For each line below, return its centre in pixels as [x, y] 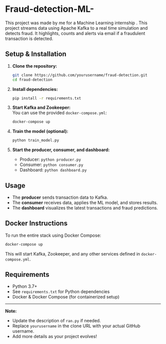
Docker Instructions [36, 223]
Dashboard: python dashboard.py [53, 170]
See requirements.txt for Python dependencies [61, 292]
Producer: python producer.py [50, 160]
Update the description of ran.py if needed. [57, 321]
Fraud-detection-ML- [50, 9]
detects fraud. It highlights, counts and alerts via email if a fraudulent [75, 33]
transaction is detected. [29, 39]
